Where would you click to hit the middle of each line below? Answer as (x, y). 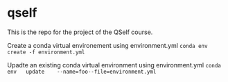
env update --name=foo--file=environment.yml (82, 72)
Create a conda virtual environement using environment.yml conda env (107, 45)
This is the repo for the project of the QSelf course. (80, 32)
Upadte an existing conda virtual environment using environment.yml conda (114, 65)
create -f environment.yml (46, 52)
